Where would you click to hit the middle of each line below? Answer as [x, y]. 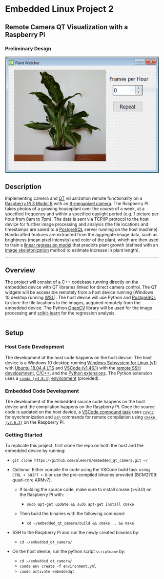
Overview [20, 270]
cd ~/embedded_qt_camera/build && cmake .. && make [80, 523]
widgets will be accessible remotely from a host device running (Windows [79, 292]
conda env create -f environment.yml [58, 567]
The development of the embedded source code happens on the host [75, 401]
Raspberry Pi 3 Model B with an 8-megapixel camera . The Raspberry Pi [77, 204]
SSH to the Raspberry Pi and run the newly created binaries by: [76, 533]
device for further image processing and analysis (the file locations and [77, 224]
